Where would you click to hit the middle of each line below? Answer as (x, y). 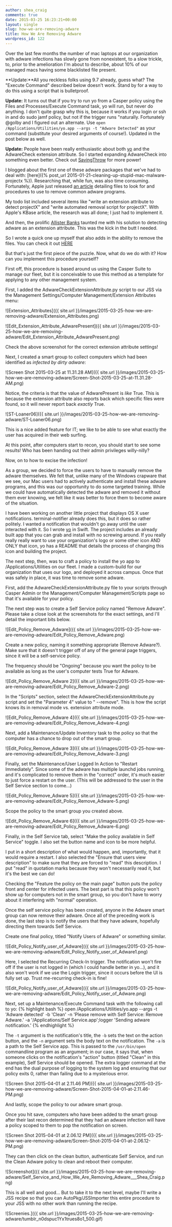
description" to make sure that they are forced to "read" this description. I (83, 862)
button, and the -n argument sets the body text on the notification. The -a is (85, 1041)
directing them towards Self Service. (44, 926)
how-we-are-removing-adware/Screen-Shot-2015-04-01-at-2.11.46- (78, 1089)
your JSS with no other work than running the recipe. (61, 1203)
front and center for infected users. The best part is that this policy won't (82, 889)
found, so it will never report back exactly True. (55, 404)
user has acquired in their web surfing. (46, 435)
